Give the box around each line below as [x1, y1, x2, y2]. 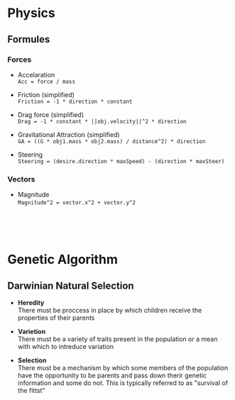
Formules [7, 33, 50, 45]
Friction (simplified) [17, 90, 75, 99]
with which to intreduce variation [17, 343, 114, 351]
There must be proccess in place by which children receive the [17, 306, 202, 315]
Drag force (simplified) [17, 110, 84, 118]
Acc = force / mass [17, 78, 76, 85]
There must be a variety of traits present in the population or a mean [17, 335, 218, 343]
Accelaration [17, 70, 55, 79]
